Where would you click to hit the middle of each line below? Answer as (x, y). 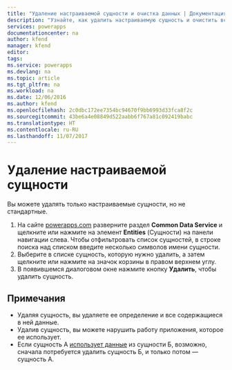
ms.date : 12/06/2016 (37, 98)
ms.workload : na (30, 91)
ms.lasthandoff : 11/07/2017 (48, 136)
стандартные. (28, 211)
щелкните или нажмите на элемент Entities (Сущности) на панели (115, 232)
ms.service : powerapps (40, 65)
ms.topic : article (33, 78)
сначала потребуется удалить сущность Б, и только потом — (108, 352)
